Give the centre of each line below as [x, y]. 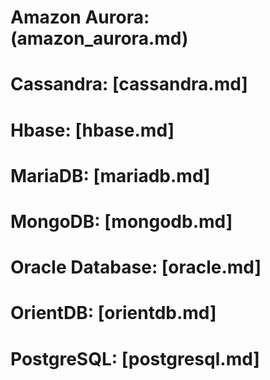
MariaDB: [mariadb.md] [110, 175]
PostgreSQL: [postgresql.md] [135, 358]
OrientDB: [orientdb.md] [113, 313]
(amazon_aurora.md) [99, 38]
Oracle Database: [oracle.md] [136, 267]
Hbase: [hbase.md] [92, 130]
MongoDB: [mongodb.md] [121, 221]
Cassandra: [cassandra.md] [129, 84]
